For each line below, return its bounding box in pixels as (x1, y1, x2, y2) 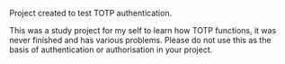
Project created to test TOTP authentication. (9, 8, 173, 18)
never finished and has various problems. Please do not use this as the (9, 35, 272, 45)
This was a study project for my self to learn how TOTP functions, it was (9, 25, 277, 35)
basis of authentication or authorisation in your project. (9, 44, 213, 55)
